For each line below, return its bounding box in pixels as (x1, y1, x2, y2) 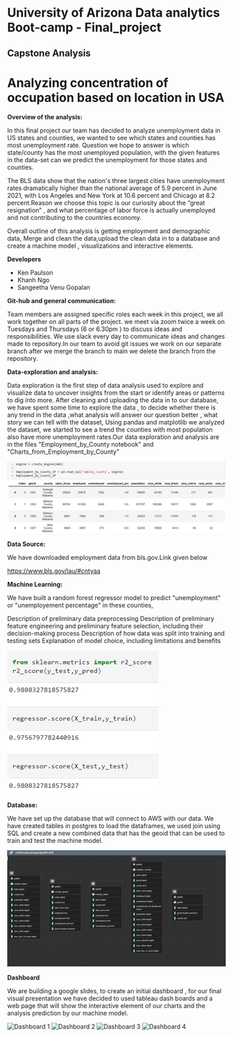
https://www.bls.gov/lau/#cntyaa (7, 567, 101, 575)
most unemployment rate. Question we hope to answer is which (7, 141, 189, 149)
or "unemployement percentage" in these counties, (7, 601, 154, 609)
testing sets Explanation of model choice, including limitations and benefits (7, 636, 221, 644)
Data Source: (7, 540, 46, 548)
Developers (7, 255, 42, 263)
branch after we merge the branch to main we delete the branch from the (7, 347, 216, 355)
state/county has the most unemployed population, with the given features (7, 148, 221, 157)
